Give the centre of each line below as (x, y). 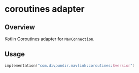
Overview (20, 27)
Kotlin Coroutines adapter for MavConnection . (50, 39)
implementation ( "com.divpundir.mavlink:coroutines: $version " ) (70, 65)
